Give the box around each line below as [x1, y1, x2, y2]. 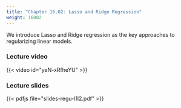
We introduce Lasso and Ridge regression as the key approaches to [6, 31, 176, 38]
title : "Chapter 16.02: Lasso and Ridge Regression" [6, 8, 142, 15]
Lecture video [6, 52, 48, 61]
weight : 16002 [6, 14, 42, 21]
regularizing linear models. [6, 37, 73, 45]
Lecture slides [6, 81, 49, 89]
